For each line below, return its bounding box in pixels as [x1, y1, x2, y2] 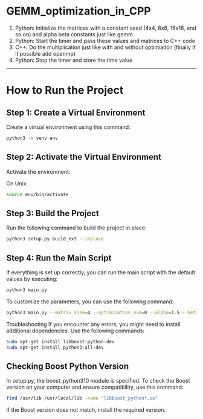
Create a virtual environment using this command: [6, 123, 131, 131]
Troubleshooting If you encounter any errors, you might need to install [6, 320, 181, 328]
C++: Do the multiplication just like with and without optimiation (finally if [14, 44, 196, 51]
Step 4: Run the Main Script [6, 252, 112, 263]
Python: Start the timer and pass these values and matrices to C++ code [14, 37, 195, 44]
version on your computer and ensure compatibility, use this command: [6, 383, 184, 391]
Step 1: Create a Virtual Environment [6, 107, 146, 117]
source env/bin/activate [6, 191, 69, 197]
